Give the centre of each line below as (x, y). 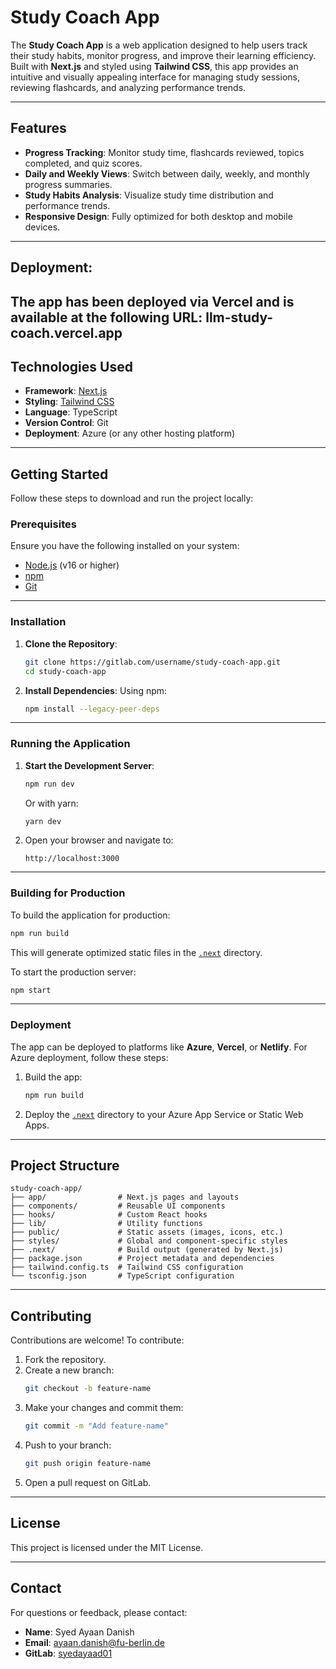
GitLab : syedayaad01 (68, 1653)
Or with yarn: (51, 803)
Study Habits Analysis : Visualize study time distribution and (149, 195)
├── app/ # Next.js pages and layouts (125, 1197)
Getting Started (59, 474)
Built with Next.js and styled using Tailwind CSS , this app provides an (154, 66)
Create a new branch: (69, 1370)
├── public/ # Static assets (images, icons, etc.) (147, 1232)
